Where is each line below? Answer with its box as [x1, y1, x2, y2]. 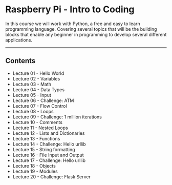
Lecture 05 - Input [12, 92, 51, 98]
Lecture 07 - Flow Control [12, 102, 68, 109]
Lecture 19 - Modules [12, 168, 58, 174]
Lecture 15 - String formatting [12, 146, 75, 152]
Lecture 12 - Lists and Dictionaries [12, 130, 85, 136]
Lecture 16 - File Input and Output [12, 152, 84, 158]
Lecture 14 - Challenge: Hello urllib [12, 141, 86, 147]
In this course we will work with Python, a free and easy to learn [5, 20, 141, 27]
